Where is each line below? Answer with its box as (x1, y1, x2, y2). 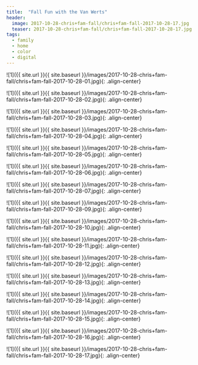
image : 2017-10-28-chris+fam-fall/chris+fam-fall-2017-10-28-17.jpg (12, 20, 189, 26)
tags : (6, 32, 20, 38)
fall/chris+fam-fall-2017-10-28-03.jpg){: (6, 114, 107, 121)
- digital (12, 54, 37, 60)
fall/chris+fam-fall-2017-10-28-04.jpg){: (6, 132, 107, 140)
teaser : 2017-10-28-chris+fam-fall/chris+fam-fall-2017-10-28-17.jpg (12, 26, 192, 32)
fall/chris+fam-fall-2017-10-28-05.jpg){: (6, 151, 107, 158)
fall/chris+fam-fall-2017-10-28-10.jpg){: (6, 224, 105, 231)
